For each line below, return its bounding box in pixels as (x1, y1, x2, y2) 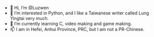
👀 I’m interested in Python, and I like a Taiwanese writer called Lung (9, 10, 149, 16)
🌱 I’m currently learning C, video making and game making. (9, 20, 132, 26)
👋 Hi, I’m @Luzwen (9, 5, 49, 10)
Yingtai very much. (9, 15, 49, 21)
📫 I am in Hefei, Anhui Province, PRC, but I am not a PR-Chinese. (9, 26, 145, 32)
